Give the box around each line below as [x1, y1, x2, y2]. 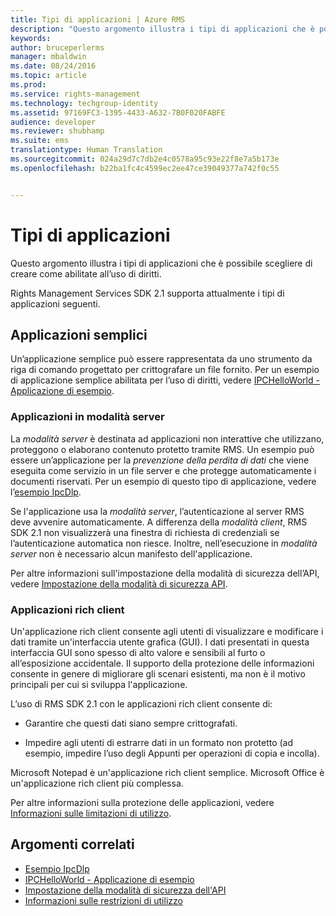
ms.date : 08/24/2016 [10, 61, 97, 71]
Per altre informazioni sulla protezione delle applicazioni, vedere [10, 796, 275, 808]
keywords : [10, 33, 52, 43]
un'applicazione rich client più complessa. [10, 777, 184, 789]
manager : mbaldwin [10, 52, 87, 62]
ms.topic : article [10, 71, 87, 81]
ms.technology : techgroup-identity [10, 98, 159, 108]
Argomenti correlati [10, 836, 135, 853]
